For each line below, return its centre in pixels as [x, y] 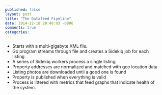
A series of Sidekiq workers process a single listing [64, 62]
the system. [24, 87]
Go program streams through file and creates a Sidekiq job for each [81, 51]
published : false [23, 9]
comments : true [21, 28]
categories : [17, 32]
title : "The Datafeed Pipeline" [38, 19]
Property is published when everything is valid [59, 77]
